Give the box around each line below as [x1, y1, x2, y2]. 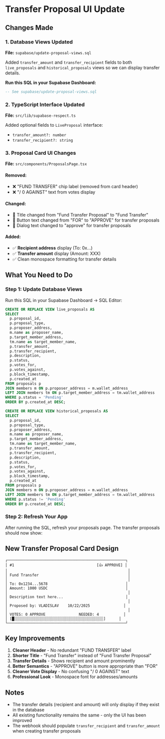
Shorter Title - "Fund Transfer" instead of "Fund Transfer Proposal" [12, 653, 152, 659]
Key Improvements [5, 634, 65, 642]
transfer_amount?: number [12, 133, 66, 138]
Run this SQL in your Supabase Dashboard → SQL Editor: [5, 297, 123, 303]
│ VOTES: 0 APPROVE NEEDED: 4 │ [5, 612, 126, 617]
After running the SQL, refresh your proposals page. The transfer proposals [5, 524, 160, 530]
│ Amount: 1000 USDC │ [5, 585, 128, 591]
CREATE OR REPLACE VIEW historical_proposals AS [5, 409, 108, 414]
